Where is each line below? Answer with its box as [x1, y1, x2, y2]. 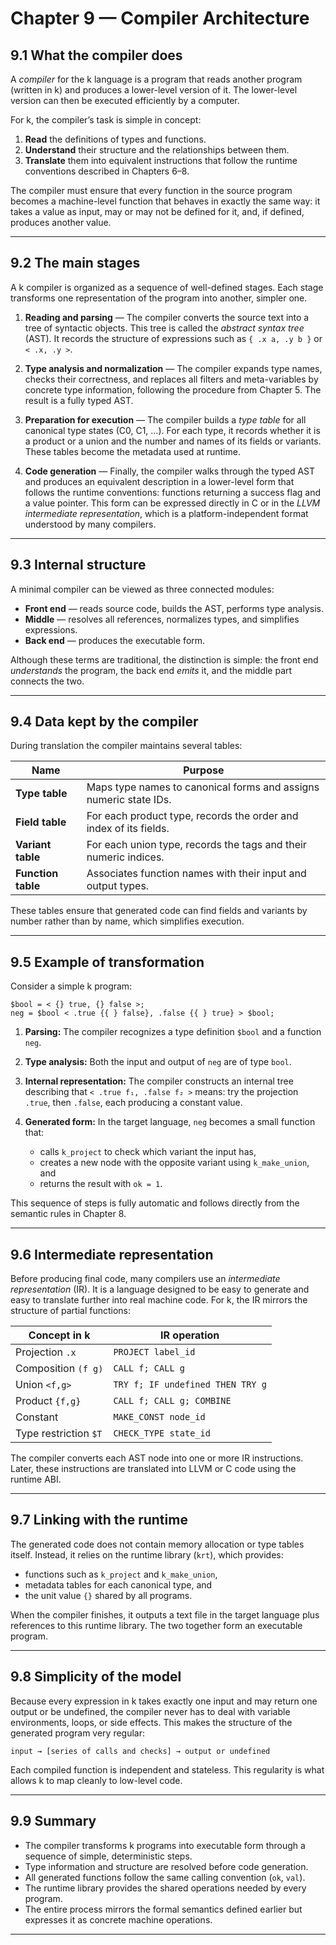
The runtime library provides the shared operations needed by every [24, 1882, 307, 1894]
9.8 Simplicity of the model [10, 1668, 182, 1686]
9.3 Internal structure [10, 557, 147, 574]
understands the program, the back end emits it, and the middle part [10, 664, 293, 676]
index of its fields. [86, 822, 170, 836]
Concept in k [28, 1328, 91, 1342]
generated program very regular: [10, 1727, 146, 1739]
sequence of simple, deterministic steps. [24, 1850, 193, 1862]
